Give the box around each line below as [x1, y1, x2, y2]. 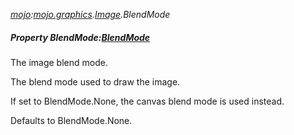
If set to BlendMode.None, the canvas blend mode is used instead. [10, 95, 285, 107]
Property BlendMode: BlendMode [10, 31, 151, 43]
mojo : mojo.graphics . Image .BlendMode [10, 9, 171, 20]
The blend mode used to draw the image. [10, 75, 181, 88]
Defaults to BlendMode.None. [10, 114, 133, 126]
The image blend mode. [10, 56, 108, 68]
